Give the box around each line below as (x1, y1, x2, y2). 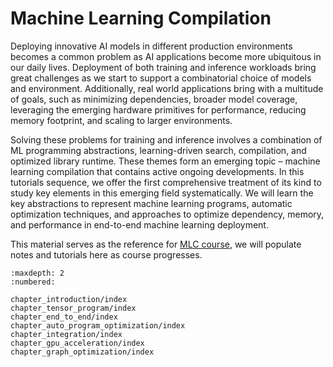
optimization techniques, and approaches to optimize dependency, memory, (10, 208, 325, 220)
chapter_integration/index (10, 329, 123, 339)
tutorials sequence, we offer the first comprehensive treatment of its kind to (10, 176, 322, 188)
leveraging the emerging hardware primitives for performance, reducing (10, 103, 307, 116)
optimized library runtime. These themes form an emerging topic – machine (10, 155, 321, 167)
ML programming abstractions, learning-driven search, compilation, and (10, 144, 307, 156)
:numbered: (10, 277, 56, 287)
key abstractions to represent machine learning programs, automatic (10, 197, 293, 209)
